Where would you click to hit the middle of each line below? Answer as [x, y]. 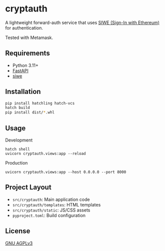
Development [19, 140]
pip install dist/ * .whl [30, 112]
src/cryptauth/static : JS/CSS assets [51, 210]
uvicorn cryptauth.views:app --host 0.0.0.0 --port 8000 [66, 172]
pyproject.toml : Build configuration [49, 215]
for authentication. [24, 27]
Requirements [27, 53]
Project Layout [28, 187]
